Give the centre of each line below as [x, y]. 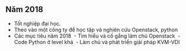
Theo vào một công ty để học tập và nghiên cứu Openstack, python [96, 30]
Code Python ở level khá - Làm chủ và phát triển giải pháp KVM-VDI [97, 42]
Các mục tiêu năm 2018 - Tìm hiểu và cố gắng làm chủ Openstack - [97, 36]
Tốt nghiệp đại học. [37, 23]
